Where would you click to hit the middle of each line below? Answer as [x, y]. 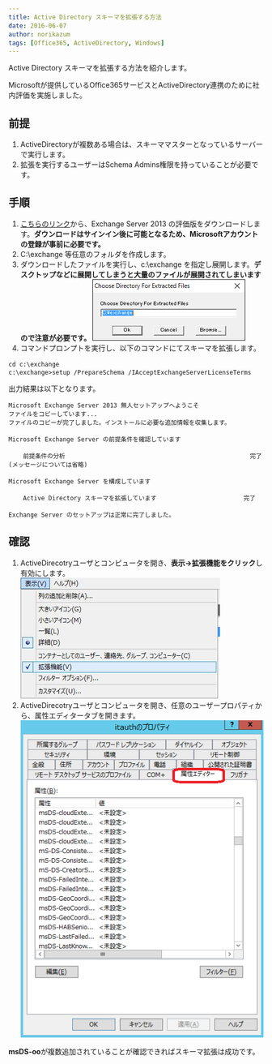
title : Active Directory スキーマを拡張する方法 [85, 17]
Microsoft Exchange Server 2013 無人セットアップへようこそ [104, 405]
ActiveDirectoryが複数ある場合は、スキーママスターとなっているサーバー [141, 144]
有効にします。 [45, 573]
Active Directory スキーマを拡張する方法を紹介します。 [100, 68]
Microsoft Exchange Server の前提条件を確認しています [95, 439]
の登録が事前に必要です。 [62, 244]
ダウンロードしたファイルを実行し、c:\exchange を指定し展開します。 [137, 264]
